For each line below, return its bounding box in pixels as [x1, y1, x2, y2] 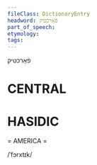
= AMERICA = [7, 137, 47, 145]
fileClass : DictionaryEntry [7, 10, 91, 18]
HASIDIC [7, 113, 59, 130]
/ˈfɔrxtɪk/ [7, 150, 33, 159]
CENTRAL [7, 81, 67, 97]
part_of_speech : [7, 23, 55, 30]
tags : [7, 37, 23, 44]
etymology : [7, 30, 40, 38]
